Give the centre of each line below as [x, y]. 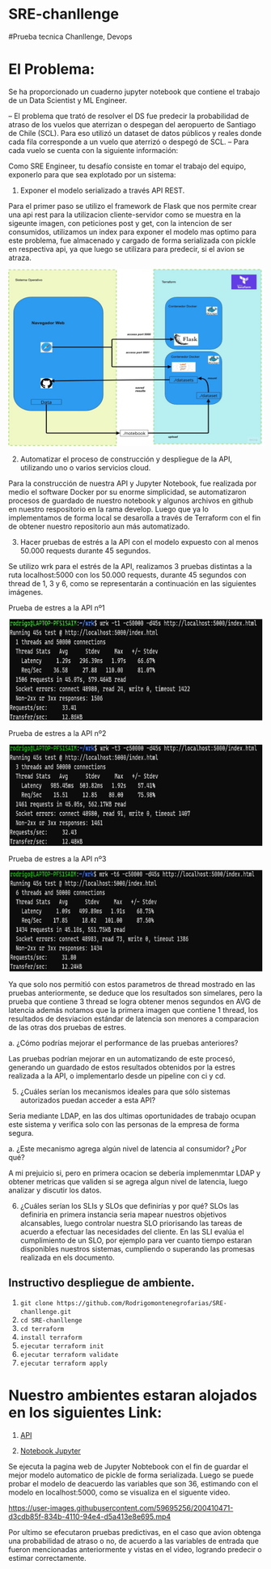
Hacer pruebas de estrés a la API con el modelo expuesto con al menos [139, 542]
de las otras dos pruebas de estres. [68, 1027]
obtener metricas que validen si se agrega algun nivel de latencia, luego [128, 1181]
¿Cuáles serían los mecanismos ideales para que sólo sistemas [125, 1091]
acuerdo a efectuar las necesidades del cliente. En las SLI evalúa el [132, 1231]
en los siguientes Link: [85, 1412]
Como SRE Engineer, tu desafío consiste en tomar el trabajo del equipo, [127, 166]
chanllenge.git [46, 1312]
